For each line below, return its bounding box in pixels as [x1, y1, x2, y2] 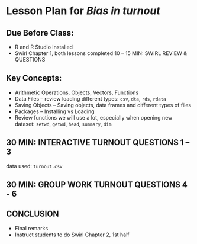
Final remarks [14, 224, 49, 232]
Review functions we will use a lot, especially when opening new [14, 114, 173, 121]
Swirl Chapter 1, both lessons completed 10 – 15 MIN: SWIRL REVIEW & [14, 50, 188, 57]
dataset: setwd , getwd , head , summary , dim [14, 120, 112, 127]
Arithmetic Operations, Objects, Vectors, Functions [14, 89, 139, 96]
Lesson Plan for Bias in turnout [6, 4, 161, 18]
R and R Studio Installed [14, 43, 73, 50]
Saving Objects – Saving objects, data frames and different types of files [14, 101, 191, 108]
